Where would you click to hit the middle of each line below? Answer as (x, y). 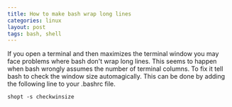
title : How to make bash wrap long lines (70, 14)
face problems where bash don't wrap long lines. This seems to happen (112, 62)
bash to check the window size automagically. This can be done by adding (116, 77)
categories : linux (34, 21)
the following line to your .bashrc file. (61, 84)
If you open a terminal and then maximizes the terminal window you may (113, 54)
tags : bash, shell (34, 34)
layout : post (27, 27)
